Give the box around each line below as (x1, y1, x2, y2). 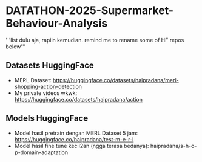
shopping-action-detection (14, 83, 82, 90)
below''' (5, 43, 26, 50)
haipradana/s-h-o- (150, 142, 197, 149)
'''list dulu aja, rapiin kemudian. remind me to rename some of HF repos (5, 36, 184, 44)
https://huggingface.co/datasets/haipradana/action (14, 96, 143, 103)
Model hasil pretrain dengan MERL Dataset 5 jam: (14, 129, 138, 137)
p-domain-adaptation (14, 149, 69, 156)
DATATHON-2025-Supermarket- (5, 4, 174, 18)
